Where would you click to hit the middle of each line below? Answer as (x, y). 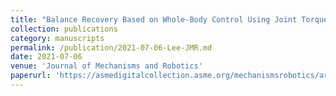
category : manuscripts (57, 38)
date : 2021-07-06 (46, 57)
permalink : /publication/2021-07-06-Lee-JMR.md (111, 47)
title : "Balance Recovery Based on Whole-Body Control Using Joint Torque (169, 19)
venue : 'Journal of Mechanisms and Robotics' (106, 66)
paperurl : (31, 76)
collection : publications (64, 29)
